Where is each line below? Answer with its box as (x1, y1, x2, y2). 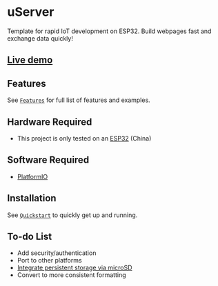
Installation (7, 192, 57, 204)
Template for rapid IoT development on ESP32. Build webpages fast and (7, 27, 212, 35)
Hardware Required (7, 116, 92, 127)
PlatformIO (17, 172, 48, 181)
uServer (7, 4, 54, 20)
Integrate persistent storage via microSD (17, 263, 132, 272)
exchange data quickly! (7, 34, 74, 42)
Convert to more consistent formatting (17, 271, 126, 279)
